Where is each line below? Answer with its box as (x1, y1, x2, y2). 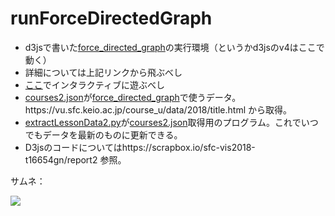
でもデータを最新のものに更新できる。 (24, 128, 183, 141)
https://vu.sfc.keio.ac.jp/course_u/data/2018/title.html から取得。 (24, 103, 293, 116)
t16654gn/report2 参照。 (24, 153, 127, 166)
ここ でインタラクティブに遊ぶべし (24, 78, 165, 91)
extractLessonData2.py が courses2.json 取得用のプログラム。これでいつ (24, 116, 319, 128)
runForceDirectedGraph (10, 7, 213, 30)
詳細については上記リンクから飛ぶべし (24, 66, 183, 78)
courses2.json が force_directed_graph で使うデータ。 (24, 91, 242, 103)
